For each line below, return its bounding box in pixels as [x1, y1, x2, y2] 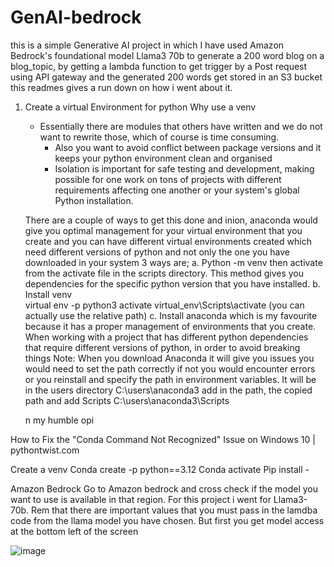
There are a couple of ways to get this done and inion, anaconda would [24, 214, 318, 226]
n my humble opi [24, 414, 95, 426]
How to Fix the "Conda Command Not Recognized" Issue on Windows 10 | [10, 433, 316, 445]
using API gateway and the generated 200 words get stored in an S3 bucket [10, 71, 323, 83]
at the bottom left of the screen [10, 525, 139, 537]
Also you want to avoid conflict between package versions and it [54, 141, 322, 153]
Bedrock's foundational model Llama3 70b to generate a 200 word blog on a [10, 49, 325, 61]
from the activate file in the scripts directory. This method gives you [24, 267, 305, 279]
